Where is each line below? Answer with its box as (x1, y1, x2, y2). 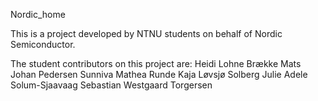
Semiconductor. (10, 39, 76, 50)
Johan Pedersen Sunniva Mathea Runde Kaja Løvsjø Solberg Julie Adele (10, 69, 308, 80)
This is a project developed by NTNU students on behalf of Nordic (10, 28, 283, 39)
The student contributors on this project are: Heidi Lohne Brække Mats (10, 58, 302, 69)
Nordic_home (10, 9, 66, 20)
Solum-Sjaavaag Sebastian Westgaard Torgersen (10, 79, 213, 91)
